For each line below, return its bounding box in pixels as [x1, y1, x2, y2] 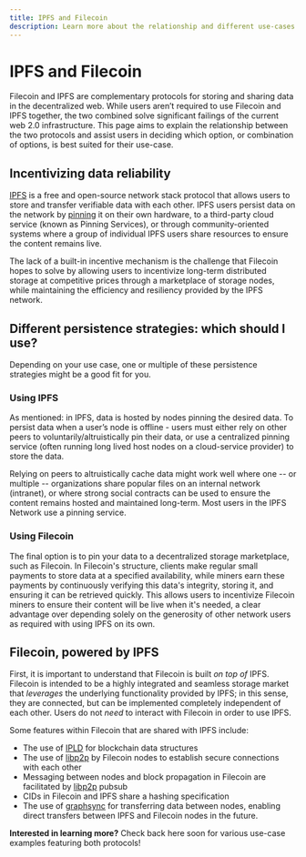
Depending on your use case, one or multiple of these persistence [9, 359, 258, 370]
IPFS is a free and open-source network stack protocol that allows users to [9, 190, 291, 201]
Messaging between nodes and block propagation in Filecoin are [22, 771, 267, 782]
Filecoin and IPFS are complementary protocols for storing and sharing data [9, 91, 294, 102]
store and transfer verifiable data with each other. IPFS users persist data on [9, 199, 296, 210]
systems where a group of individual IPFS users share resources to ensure [9, 228, 289, 239]
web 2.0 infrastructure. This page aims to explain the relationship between [9, 120, 289, 131]
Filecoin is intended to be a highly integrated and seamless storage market [9, 679, 290, 690]
